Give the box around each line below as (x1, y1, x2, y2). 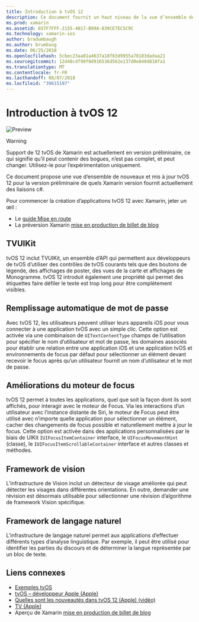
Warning (6, 137, 27, 144)
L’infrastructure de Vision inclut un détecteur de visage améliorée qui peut (6, 480, 187, 487)
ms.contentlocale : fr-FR (6, 70, 68, 76)
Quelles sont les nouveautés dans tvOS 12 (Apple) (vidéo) (14, 596, 156, 604)
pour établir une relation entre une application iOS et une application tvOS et (6, 344, 192, 351)
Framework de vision (6, 464, 85, 474)
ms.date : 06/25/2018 (6, 48, 57, 54)
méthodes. (6, 447, 33, 454)
